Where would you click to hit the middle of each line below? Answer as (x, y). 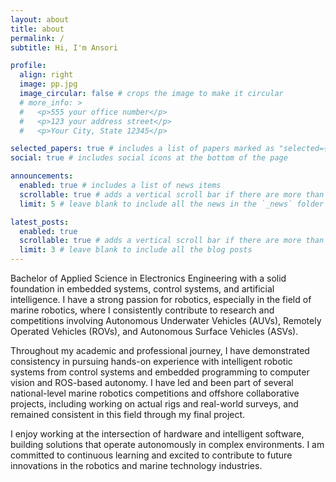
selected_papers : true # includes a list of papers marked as (142, 149)
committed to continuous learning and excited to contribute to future (151, 455)
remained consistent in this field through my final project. (128, 414)
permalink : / (37, 38)
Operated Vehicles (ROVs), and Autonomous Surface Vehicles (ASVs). (154, 331)
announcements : (42, 176)
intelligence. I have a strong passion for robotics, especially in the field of (161, 299)
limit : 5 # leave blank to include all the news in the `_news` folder (172, 204)
